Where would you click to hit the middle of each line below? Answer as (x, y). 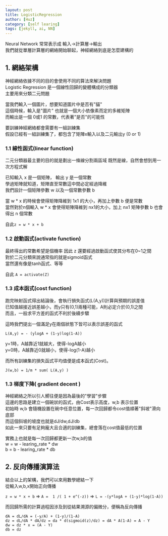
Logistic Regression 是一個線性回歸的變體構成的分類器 (62, 87)
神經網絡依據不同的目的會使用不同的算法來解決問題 (58, 81)
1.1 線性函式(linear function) (39, 148)
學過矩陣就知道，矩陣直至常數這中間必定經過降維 (56, 184)
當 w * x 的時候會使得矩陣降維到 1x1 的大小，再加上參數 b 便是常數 (74, 201)
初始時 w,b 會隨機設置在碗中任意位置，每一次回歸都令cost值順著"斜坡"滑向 (83, 409)
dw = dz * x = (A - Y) (29, 525)
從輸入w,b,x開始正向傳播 (31, 486)
